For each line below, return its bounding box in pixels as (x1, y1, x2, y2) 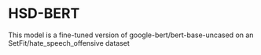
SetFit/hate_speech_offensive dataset (8, 38, 130, 47)
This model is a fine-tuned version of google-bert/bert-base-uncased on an (8, 30, 254, 40)
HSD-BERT (8, 5, 80, 22)
